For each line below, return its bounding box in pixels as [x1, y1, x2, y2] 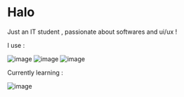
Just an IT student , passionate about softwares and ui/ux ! [7, 27, 178, 36]
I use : [7, 41, 25, 49]
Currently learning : [7, 68, 63, 77]
